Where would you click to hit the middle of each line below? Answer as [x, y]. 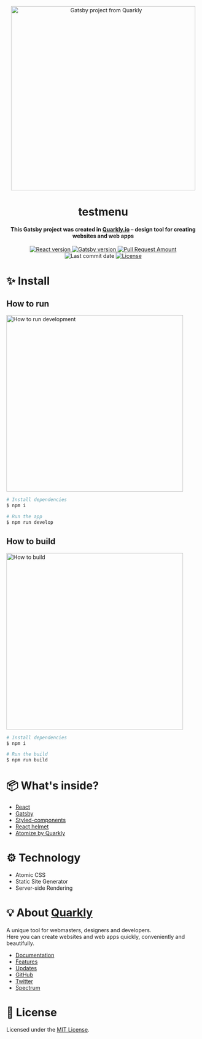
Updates [26, 968]
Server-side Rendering [44, 888]
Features [26, 962]
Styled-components [41, 820]
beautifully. [21, 943]
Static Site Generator [42, 882]
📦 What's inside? [53, 786]
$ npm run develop [30, 523]
